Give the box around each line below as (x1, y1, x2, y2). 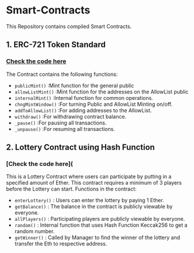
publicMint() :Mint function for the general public (14, 82, 134, 89)
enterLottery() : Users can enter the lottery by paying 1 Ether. (14, 197, 165, 204)
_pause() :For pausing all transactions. (14, 119, 107, 126)
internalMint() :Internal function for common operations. (14, 94, 154, 101)
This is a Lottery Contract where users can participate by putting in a (6, 173, 172, 180)
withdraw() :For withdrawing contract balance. (14, 113, 127, 120)
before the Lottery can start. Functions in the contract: (6, 185, 137, 193)
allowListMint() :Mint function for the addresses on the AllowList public (14, 88, 189, 95)
